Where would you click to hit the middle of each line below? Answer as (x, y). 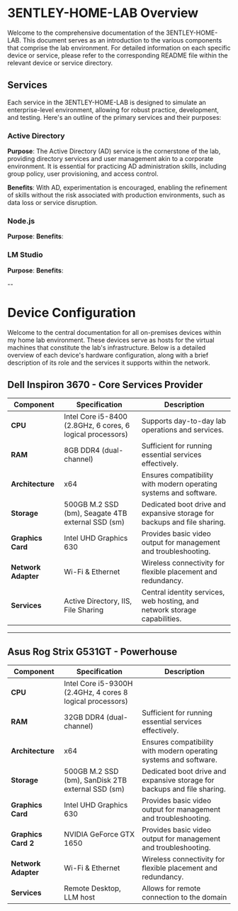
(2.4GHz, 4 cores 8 (96, 692)
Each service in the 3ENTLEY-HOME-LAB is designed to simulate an (107, 102)
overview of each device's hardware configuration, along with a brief (108, 355)
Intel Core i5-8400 (95, 416)
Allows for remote (171, 888)
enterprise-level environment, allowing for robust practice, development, (113, 110)
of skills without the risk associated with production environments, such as (116, 195)
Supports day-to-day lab (184, 421)
